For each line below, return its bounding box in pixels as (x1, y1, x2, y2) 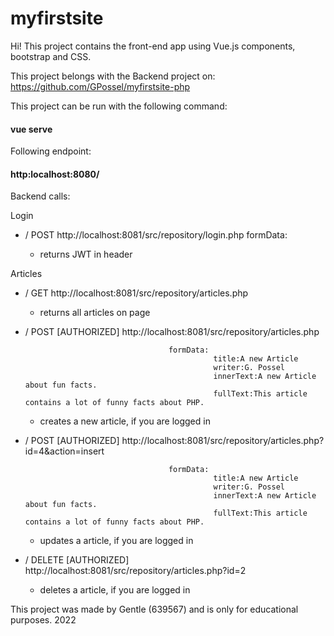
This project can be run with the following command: (10, 100, 228, 112)
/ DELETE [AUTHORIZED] (24, 554, 130, 566)
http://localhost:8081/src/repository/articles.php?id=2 (24, 565, 247, 577)
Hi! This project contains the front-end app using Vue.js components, (10, 40, 296, 52)
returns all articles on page (39, 307, 151, 319)
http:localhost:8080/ (10, 168, 100, 180)
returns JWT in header (39, 248, 133, 261)
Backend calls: (10, 190, 71, 202)
